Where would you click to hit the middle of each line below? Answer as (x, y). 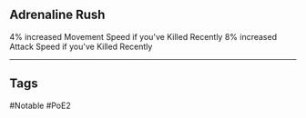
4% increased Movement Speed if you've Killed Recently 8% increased (143, 36)
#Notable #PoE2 (40, 105)
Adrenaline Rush (57, 15)
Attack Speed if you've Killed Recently (81, 46)
